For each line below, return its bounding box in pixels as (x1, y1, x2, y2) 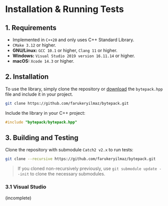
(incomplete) (5, 194, 32, 201)
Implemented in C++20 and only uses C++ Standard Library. (12, 37, 134, 43)
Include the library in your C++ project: (5, 110, 86, 116)
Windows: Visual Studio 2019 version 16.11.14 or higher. (12, 53, 135, 59)
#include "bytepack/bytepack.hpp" (5, 119, 78, 125)
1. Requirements (5, 24, 57, 32)
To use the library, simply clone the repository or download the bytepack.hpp (5, 86, 163, 92)
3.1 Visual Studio (5, 183, 47, 190)
